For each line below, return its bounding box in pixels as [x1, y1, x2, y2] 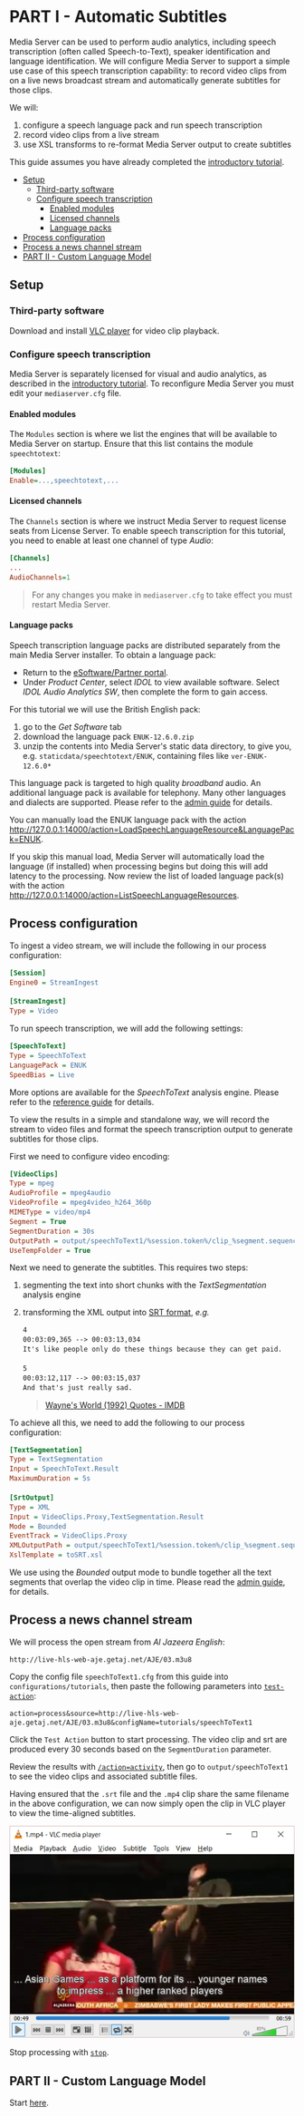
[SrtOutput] [9, 1493, 54, 1502]
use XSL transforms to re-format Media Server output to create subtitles [22, 139, 292, 150]
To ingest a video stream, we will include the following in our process [9, 940, 267, 951]
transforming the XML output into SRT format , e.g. [22, 1307, 210, 1318]
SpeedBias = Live [9, 1070, 75, 1080]
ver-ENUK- [230, 752, 269, 761]
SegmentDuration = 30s [9, 1227, 95, 1236]
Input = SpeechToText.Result [9, 1464, 119, 1474]
